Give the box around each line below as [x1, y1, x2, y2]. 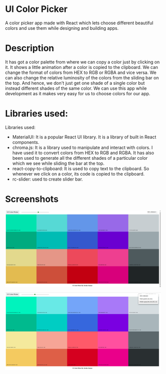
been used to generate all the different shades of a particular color [12, 155, 148, 161]
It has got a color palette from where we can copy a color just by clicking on [5, 59, 160, 65]
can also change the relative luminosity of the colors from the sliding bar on [5, 74, 159, 80]
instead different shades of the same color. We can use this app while [5, 85, 147, 91]
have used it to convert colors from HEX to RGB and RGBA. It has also [12, 150, 154, 156]
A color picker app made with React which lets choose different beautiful [5, 20, 154, 26]
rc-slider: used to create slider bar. [12, 176, 83, 182]
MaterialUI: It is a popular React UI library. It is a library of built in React [12, 134, 157, 140]
